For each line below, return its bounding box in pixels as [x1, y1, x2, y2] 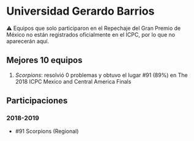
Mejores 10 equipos [6, 55, 83, 65]
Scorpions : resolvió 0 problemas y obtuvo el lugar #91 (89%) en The [15, 71, 188, 79]
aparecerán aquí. [6, 37, 50, 45]
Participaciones [6, 96, 68, 106]
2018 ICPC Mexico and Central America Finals [15, 78, 132, 85]
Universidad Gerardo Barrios [6, 4, 155, 18]
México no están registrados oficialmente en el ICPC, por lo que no [6, 31, 176, 38]
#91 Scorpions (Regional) [15, 128, 79, 135]
